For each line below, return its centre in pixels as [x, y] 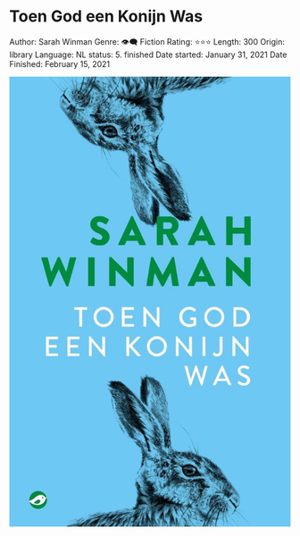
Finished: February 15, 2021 [60, 63]
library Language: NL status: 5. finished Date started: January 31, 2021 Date [148, 54]
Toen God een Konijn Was [106, 17]
